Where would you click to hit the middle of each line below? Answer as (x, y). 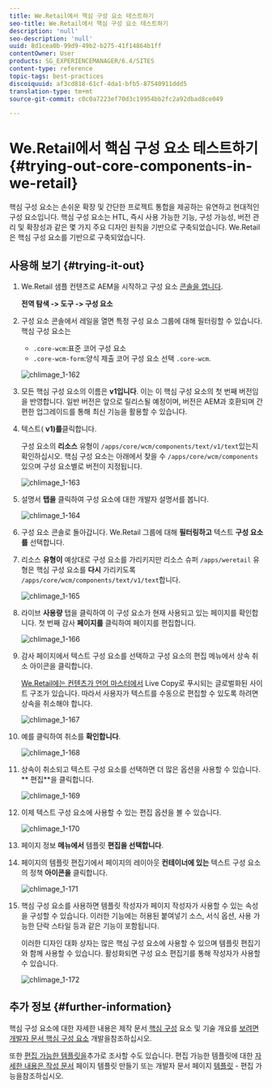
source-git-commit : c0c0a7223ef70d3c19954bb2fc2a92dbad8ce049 (116, 99)
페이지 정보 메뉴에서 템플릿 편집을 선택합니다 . (92, 845)
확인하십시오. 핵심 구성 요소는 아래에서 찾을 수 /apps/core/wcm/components (139, 456)
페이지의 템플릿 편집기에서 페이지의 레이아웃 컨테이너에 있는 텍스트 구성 (133, 863)
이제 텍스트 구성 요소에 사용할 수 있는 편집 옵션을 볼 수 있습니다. (121, 812)
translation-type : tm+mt (51, 91)
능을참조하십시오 (36, 1076)
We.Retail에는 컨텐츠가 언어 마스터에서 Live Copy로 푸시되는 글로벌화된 (134, 683)
